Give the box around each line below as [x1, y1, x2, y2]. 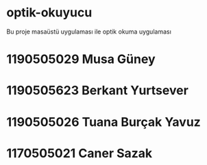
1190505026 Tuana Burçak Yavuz [6, 114, 202, 129]
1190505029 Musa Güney [6, 51, 156, 67]
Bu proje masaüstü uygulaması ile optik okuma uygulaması [6, 27, 172, 36]
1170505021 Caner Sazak [6, 145, 153, 161]
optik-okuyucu [6, 5, 93, 21]
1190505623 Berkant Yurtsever [6, 83, 189, 99]
